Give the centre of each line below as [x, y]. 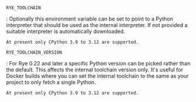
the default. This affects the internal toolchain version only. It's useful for [95, 70]
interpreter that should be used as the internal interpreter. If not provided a [97, 25]
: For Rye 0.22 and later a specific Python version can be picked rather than [98, 63]
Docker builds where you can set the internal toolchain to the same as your [97, 76]
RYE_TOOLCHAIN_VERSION [34, 52]
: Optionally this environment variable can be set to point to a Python [90, 19]
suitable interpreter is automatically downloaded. [66, 31]
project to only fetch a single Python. [51, 82]
